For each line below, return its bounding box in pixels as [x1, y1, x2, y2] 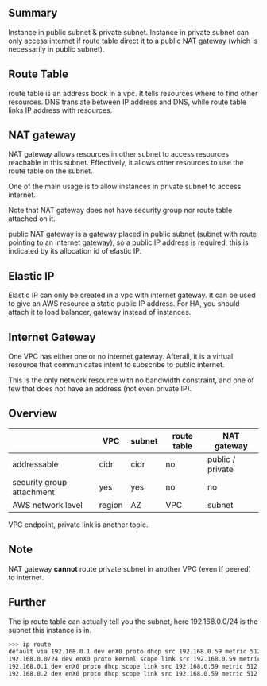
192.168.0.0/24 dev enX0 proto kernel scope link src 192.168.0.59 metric [8, 655, 261, 663]
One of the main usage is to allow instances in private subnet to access [8, 182, 242, 192]
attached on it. [8, 214, 56, 223]
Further [8, 595, 46, 609]
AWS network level [12, 499, 83, 510]
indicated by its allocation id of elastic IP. [8, 246, 141, 256]
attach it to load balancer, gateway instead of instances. [8, 308, 192, 317]
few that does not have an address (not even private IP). [8, 384, 192, 393]
